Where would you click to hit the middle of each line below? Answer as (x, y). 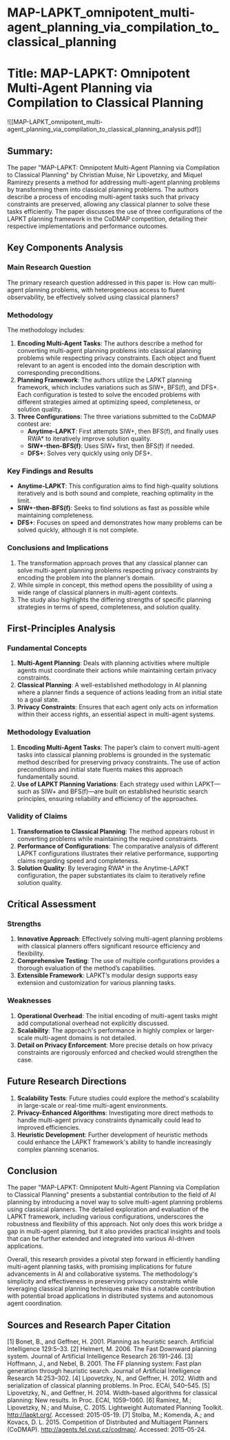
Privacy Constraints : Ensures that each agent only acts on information (117, 707)
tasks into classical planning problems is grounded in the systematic (114, 754)
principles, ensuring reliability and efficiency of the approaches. (107, 798)
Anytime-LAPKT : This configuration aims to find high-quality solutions (118, 486)
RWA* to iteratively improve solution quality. (89, 438)
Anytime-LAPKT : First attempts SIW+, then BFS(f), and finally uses (123, 431)
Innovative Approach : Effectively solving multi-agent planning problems (120, 939)
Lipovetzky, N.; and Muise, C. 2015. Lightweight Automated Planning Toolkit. (115, 1408)
